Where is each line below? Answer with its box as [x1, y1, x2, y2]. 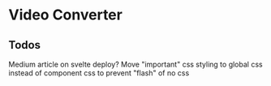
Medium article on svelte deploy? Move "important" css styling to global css [8, 59, 263, 69]
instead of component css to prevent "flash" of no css [8, 68, 190, 78]
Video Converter [8, 6, 123, 24]
